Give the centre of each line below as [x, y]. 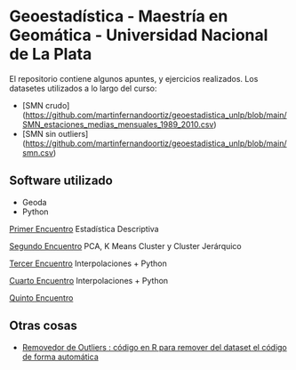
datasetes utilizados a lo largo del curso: [83, 88]
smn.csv [38, 152]
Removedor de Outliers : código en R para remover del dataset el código [154, 347]
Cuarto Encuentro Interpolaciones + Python [89, 280]
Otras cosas [44, 326]
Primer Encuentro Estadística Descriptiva [84, 229]
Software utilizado [61, 181]
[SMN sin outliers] [55, 133]
